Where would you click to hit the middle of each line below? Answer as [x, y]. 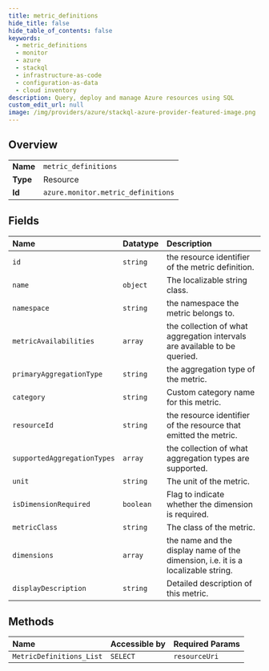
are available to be [201, 346]
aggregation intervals [207, 335]
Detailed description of [210, 583]
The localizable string [207, 279]
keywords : [25, 38]
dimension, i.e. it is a [205, 560]
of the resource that [204, 425]
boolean [137, 504]
